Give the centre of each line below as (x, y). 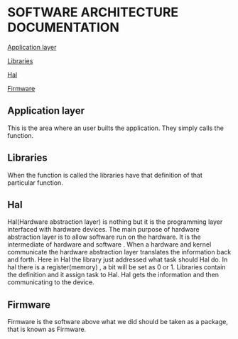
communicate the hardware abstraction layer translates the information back (119, 252)
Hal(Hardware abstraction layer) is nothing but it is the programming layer (115, 222)
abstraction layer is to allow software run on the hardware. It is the (104, 237)
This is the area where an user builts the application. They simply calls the (115, 128)
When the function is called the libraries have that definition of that (105, 175)
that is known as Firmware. (47, 329)
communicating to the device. (51, 282)
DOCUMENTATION (63, 27)
